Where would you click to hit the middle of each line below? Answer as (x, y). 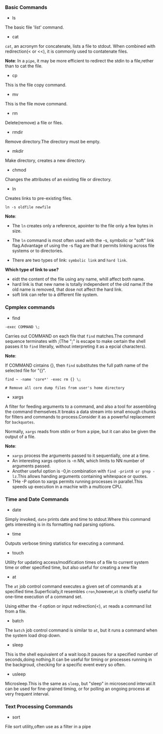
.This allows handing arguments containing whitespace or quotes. (82, 476)
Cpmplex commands (30, 307)
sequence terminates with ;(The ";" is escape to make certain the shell (75, 341)
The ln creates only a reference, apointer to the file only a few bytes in (82, 226)
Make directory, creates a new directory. (45, 160)
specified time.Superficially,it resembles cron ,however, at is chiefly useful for (81, 591)
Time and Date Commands (37, 499)
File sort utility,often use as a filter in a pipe (48, 727)
